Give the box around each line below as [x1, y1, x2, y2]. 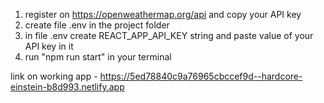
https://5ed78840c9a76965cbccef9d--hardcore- [99, 70, 303, 82]
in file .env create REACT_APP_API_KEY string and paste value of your [24, 30, 314, 41]
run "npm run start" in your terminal [24, 51, 172, 63]
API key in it [24, 40, 74, 52]
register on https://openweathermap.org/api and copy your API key [24, 9, 302, 20]
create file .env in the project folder [24, 19, 170, 31]
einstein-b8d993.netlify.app [10, 81, 125, 93]
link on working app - [10, 70, 98, 82]
